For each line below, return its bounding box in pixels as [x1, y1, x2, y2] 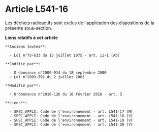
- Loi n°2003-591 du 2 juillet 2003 [9, 74, 85, 80]
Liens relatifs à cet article [5, 35, 58, 41]
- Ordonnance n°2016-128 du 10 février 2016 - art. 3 [9, 91, 122, 97]
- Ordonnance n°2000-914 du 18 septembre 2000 [9, 70, 107, 75]
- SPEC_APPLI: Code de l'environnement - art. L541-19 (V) [9, 118, 133, 123]
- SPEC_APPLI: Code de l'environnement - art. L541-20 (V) [9, 122, 133, 127]
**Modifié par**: [5, 83, 41, 88]
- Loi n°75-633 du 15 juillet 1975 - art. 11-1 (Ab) [9, 53, 120, 58]
